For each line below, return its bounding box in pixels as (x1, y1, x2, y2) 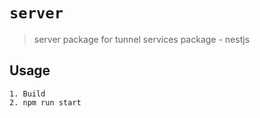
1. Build (9, 89, 46, 99)
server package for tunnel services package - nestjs (33, 33, 251, 45)
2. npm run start (9, 97, 82, 108)
